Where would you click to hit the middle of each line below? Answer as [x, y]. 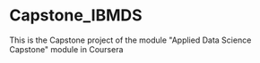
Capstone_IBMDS [76, 16]
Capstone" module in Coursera [66, 49]
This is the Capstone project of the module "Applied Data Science [130, 40]
